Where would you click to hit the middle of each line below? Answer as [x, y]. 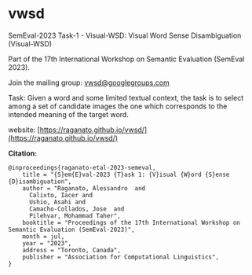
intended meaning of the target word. [69, 114]
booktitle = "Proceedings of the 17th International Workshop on [131, 222]
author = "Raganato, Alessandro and [84, 188]
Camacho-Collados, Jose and [77, 209]
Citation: [23, 153]
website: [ [24, 130]
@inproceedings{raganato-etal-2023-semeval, [82, 167]
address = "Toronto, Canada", [72, 250]
